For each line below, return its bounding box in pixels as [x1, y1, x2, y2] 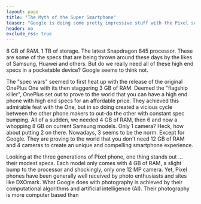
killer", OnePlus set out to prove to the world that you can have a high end [6, 91, 188, 98]
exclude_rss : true [6, 31, 52, 37]
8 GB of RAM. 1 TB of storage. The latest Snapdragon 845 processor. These [6, 47, 193, 54]
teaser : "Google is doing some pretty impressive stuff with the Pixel [6, 20, 188, 26]
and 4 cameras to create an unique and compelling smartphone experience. [6, 142, 193, 149]
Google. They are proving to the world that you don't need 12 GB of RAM [6, 135, 185, 142]
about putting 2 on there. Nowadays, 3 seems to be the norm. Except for [6, 129, 185, 136]
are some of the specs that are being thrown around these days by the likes [6, 54, 193, 61]
